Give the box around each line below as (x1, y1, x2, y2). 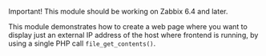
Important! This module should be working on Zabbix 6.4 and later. (8, 7, 228, 16)
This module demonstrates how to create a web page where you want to (8, 22, 248, 31)
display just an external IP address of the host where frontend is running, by (8, 31, 259, 39)
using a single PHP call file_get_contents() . (8, 39, 156, 48)
